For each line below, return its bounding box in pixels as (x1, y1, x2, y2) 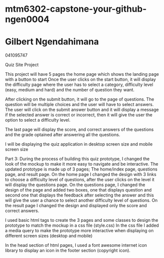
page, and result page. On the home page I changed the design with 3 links (5, 172, 157, 177)
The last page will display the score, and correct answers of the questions (5, 127, 154, 132)
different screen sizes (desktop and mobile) (5, 233, 93, 239)
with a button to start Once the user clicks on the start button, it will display (5, 77, 156, 83)
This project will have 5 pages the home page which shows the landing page (5, 71, 159, 77)
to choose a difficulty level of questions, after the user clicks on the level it (5, 177, 155, 183)
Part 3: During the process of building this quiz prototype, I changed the (5, 156, 150, 162)
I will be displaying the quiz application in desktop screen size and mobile (5, 141, 153, 147)
